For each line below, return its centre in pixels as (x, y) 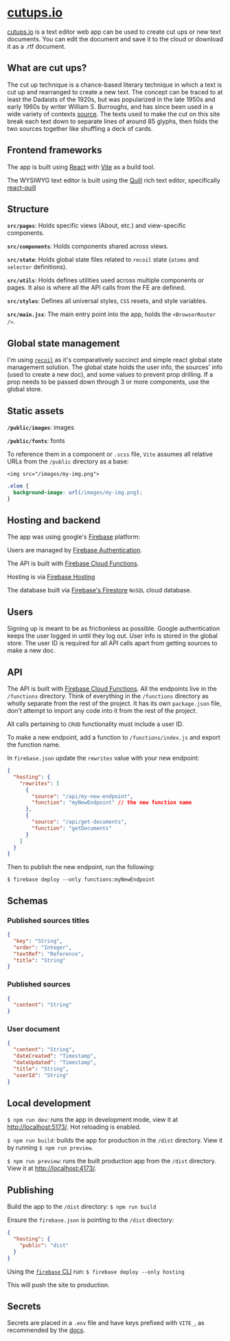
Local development (49, 1103)
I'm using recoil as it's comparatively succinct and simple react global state (115, 360)
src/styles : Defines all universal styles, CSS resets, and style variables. (107, 301)
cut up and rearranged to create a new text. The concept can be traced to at (115, 92)
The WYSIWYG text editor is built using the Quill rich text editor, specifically (114, 180)
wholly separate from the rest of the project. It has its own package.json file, (114, 703)
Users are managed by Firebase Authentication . (74, 550)
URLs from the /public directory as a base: (68, 461)
